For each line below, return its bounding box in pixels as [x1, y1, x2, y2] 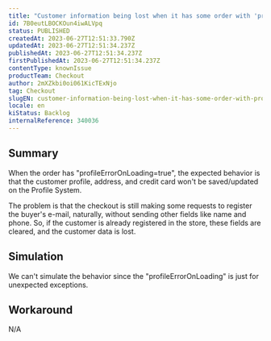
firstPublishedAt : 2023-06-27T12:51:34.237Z [8, 57, 161, 65]
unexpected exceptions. [8, 280, 89, 289]
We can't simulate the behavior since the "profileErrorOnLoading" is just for [8, 271, 260, 281]
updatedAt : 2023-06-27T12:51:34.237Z [8, 42, 135, 50]
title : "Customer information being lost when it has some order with [8, 11, 251, 20]
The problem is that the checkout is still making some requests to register [8, 201, 252, 210]
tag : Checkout [8, 86, 56, 95]
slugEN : [8, 94, 35, 102]
